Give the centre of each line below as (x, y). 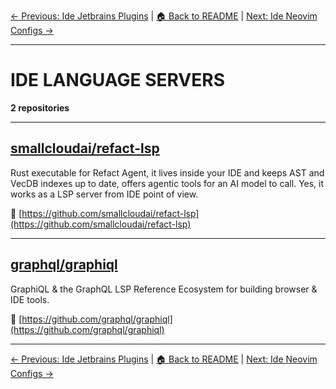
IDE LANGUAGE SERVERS (117, 80)
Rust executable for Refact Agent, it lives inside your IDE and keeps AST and (167, 172)
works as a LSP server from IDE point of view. (104, 194)
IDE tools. (30, 299)
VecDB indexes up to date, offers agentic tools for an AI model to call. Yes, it (167, 183)
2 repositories (40, 107)
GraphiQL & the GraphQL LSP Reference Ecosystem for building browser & (164, 289)
